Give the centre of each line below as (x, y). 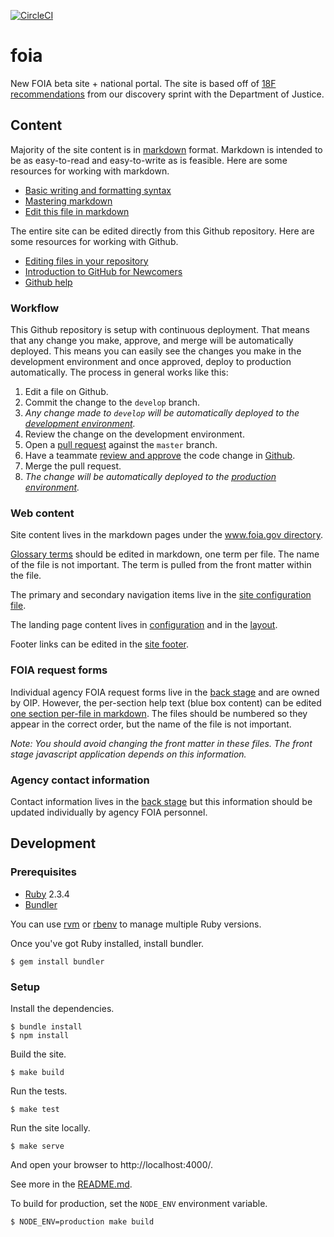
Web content (42, 513)
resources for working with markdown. (90, 171)
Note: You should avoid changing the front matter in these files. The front (161, 743)
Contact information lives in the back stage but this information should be (161, 801)
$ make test (35, 1109)
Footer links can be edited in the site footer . (99, 644)
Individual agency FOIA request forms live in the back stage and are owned (165, 692)
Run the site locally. (50, 1127)
